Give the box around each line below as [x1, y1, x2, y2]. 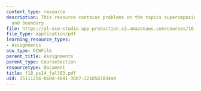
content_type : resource [6, 8, 66, 15]
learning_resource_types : [6, 37, 71, 43]
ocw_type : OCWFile [6, 48, 52, 54]
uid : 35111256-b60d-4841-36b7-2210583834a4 [6, 75, 117, 81]
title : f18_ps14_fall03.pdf [6, 70, 77, 76]
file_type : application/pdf [6, 31, 77, 37]
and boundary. [11, 20, 47, 26]
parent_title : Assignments [6, 53, 74, 59]
